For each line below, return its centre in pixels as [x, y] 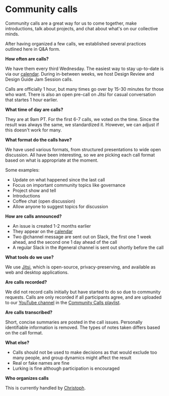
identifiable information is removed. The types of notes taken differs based [82, 327]
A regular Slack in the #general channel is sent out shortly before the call [88, 247]
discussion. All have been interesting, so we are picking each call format [80, 155]
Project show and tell [34, 190]
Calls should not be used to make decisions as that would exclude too [85, 352]
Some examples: [22, 170]
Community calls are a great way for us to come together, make [71, 23]
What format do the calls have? [38, 140]
